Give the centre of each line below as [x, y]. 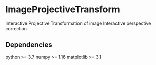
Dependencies [29, 45]
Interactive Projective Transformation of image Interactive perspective [78, 23]
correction [16, 28]
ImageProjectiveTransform [63, 9]
